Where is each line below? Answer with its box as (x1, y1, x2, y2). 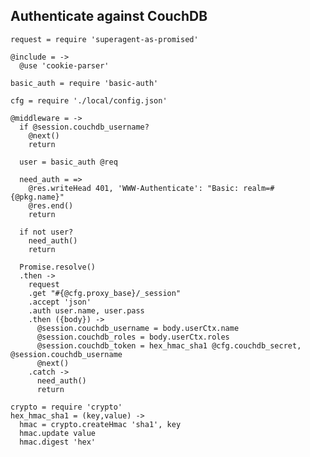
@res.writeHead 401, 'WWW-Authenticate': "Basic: (28, 183, 240, 193)
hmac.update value (19, 428, 97, 438)
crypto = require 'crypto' (10, 402, 123, 412)
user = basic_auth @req (19, 157, 118, 167)
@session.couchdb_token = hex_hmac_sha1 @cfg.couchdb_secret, (36, 340, 302, 351)
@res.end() (28, 200, 74, 211)
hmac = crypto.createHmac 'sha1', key (19, 419, 182, 429)
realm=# (243, 183, 275, 193)
